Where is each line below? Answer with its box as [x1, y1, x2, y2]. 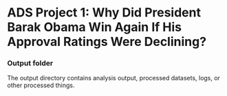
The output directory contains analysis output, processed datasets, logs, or [7, 74, 220, 82]
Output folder [7, 58, 54, 68]
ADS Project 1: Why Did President [7, 5, 202, 21]
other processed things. [7, 81, 75, 90]
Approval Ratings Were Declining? [7, 34, 207, 49]
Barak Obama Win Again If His [7, 19, 182, 35]
